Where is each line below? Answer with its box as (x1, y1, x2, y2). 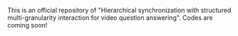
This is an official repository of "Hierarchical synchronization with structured (7, 6, 232, 14)
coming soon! (7, 21, 48, 29)
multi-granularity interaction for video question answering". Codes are (7, 13, 213, 22)
